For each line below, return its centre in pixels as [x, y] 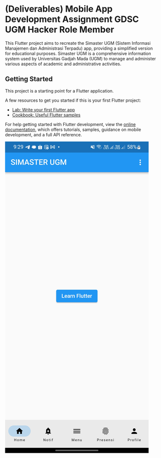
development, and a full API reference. [44, 134]
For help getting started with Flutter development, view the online [71, 124]
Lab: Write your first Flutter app [44, 110]
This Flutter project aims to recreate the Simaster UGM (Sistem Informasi [78, 43]
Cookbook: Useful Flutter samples [46, 115]
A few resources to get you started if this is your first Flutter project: [73, 100]
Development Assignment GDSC [72, 19]
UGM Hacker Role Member [60, 30]
